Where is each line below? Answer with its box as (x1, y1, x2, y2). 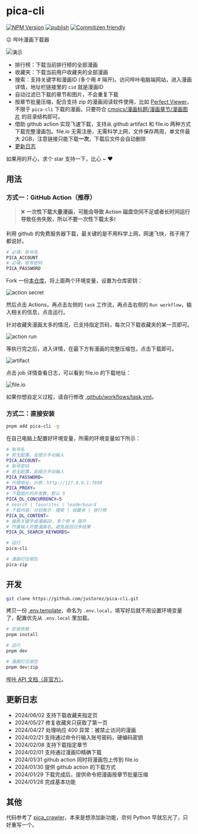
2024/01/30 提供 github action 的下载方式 (14, 763, 116, 771)
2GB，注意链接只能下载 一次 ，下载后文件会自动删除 (21, 135, 146, 142)
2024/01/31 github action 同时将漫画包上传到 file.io (14, 756, 139, 763)
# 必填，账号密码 (6, 260, 43, 266)
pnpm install (6, 632, 38, 638)
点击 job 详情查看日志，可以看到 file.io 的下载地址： (6, 369, 132, 377)
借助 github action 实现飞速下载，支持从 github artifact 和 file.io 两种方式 (14, 120, 191, 127)
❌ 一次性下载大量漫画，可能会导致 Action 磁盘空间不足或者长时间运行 (20, 208, 190, 215)
